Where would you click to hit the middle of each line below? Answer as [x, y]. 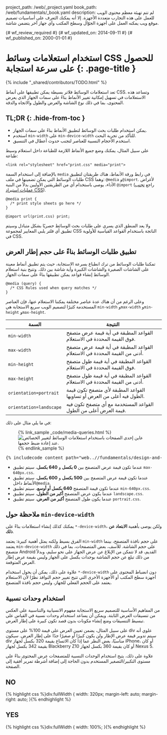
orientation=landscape [35, 407]
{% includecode [24, 458]
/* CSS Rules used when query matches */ [54, 288]
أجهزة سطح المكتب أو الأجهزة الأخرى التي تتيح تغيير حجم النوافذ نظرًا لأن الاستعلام [81, 577]
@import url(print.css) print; [38, 216]
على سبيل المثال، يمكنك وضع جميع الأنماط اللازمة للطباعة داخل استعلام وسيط [77, 150]
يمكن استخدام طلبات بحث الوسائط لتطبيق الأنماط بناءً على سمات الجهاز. [80, 130]
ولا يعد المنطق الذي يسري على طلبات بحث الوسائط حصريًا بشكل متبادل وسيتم [78, 225]
